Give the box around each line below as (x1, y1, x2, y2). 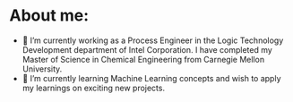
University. (22, 64, 63, 74)
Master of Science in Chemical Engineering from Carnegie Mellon (22, 54, 265, 64)
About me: (9, 5, 90, 26)
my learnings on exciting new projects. (22, 82, 166, 93)
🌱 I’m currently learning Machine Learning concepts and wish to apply (22, 72, 281, 83)
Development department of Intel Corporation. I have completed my (22, 44, 273, 55)
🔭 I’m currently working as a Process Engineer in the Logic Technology (22, 35, 284, 46)
